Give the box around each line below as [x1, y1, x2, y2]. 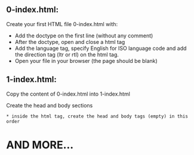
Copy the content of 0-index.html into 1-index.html [6, 90, 130, 97]
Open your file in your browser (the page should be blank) [14, 57, 158, 64]
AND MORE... [6, 138, 74, 151]
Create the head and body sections [6, 102, 93, 109]
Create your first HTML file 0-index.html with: [6, 20, 118, 27]
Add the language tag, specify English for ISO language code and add [14, 45, 187, 52]
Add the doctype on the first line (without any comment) [14, 32, 153, 39]
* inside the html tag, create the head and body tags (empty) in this [6, 113, 188, 119]
